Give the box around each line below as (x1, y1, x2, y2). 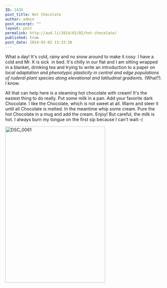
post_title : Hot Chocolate (5, 12, 61, 17)
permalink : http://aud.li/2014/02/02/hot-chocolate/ (5, 30, 117, 35)
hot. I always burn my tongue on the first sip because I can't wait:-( (5, 116, 143, 122)
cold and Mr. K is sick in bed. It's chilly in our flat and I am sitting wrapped (5, 58, 158, 65)
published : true (5, 35, 39, 40)
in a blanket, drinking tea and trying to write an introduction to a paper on (5, 64, 156, 70)
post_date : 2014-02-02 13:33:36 (5, 40, 72, 45)
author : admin (5, 16, 35, 21)
